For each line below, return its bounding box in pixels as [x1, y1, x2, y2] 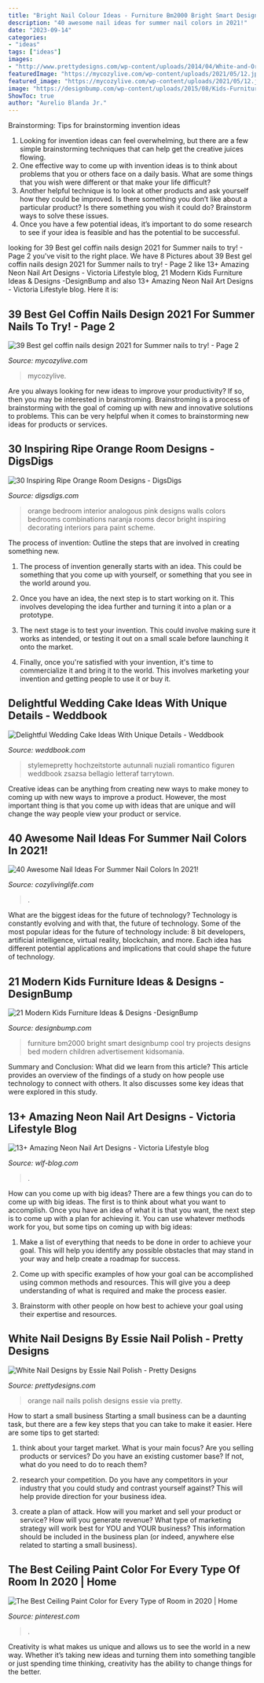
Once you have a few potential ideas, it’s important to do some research [19, 219, 253, 229]
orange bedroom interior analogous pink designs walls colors [27, 506, 226, 515]
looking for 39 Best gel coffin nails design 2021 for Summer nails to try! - [8, 243, 244, 252]
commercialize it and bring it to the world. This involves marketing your [19, 665, 250, 675]
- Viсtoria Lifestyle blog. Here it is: [8, 284, 119, 295]
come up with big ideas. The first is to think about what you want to [8, 1197, 226, 1206]
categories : [8, 33, 47, 42]
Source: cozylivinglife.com [8, 880, 94, 889]
